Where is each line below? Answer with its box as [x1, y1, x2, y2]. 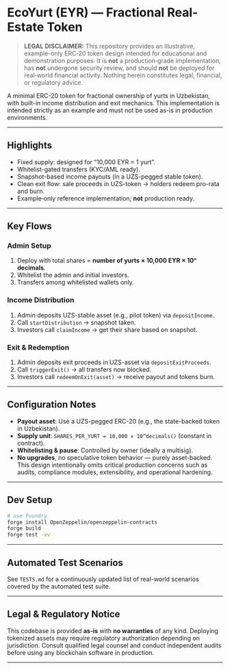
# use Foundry [7, 512, 48, 519]
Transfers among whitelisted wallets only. [16, 279, 135, 287]
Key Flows [7, 220, 53, 232]
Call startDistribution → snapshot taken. [16, 318, 136, 326]
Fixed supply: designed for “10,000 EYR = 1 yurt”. [16, 157, 156, 166]
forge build [7, 525, 41, 532]
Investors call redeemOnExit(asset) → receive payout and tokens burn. [16, 373, 216, 381]
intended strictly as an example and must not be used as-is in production [7, 106, 214, 114]
